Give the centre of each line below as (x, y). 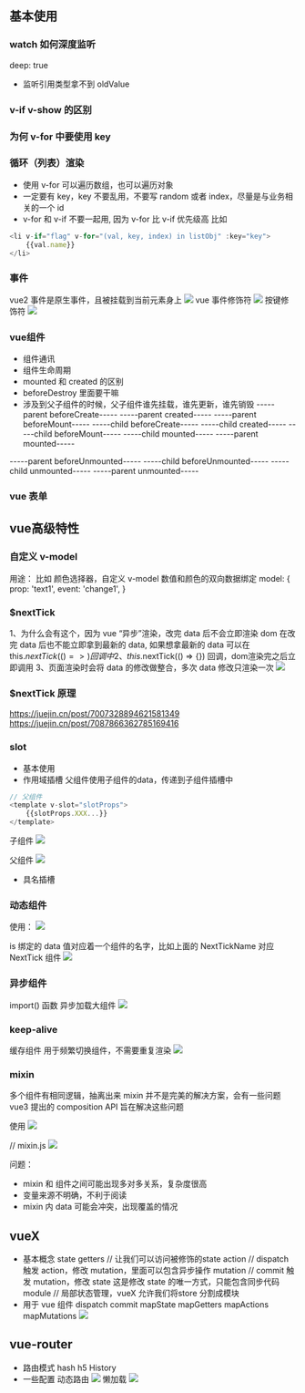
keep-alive (34, 1029)
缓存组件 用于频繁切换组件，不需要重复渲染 (90, 1050)
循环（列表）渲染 (47, 163)
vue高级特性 (45, 528)
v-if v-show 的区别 (51, 109)
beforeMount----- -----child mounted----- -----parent (156, 434)
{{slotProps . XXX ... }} (66, 814)
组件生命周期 (46, 370)
